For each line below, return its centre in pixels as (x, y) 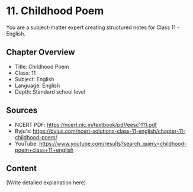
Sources (22, 111)
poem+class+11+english (44, 150)
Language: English (37, 85)
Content (22, 168)
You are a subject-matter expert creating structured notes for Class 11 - (93, 27)
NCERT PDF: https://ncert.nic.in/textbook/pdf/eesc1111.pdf (86, 124)
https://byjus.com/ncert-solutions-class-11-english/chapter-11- (109, 131)
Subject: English (34, 79)
